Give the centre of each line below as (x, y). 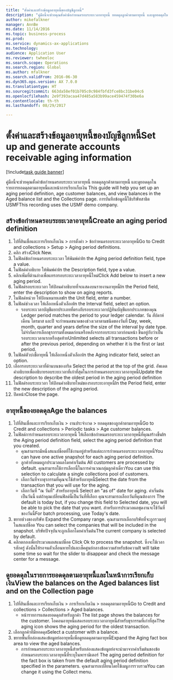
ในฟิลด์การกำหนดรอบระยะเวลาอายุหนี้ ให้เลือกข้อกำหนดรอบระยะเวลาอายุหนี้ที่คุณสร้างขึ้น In (90, 434)
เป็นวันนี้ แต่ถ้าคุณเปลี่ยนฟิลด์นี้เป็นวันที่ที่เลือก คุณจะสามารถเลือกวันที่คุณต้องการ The (93, 496)
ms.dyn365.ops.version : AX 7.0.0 (42, 82)
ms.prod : (15, 39)
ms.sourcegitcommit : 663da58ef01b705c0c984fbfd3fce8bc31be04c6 (75, 91)
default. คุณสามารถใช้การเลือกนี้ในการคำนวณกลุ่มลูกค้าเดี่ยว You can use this (90, 468)
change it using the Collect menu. (56, 672)
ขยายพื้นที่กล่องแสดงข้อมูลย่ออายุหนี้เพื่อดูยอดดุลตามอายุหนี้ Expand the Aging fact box (90, 637)
